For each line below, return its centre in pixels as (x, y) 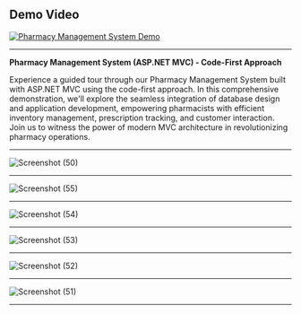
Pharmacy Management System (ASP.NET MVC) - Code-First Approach (146, 62)
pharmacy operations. (50, 136)
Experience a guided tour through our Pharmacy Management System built (148, 79)
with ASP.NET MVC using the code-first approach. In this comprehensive (144, 89)
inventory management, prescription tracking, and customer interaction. (142, 118)
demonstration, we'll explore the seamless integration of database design (145, 99)
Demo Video (44, 15)
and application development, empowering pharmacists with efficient (137, 108)
